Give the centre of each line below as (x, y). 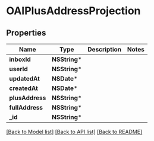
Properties (26, 33)
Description (105, 49)
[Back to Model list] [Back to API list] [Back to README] (74, 132)
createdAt (24, 88)
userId (18, 69)
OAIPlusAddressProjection (73, 11)
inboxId (20, 59)
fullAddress (26, 108)
